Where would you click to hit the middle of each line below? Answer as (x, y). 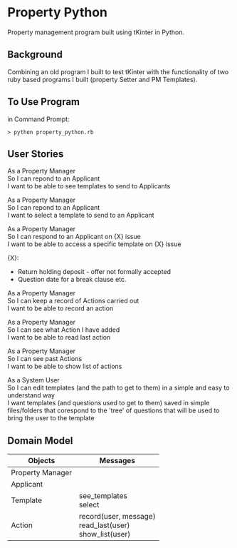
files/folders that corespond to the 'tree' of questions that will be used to (114, 410)
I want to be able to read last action (59, 338)
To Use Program (44, 102)
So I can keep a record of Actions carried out (73, 301)
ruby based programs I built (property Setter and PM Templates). (102, 79)
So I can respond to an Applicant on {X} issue (74, 237)
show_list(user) (105, 534)
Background (35, 55)
